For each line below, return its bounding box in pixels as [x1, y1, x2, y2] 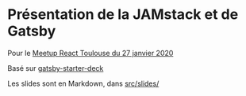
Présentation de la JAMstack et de [7, 6, 239, 24]
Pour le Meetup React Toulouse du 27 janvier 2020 [7, 48, 174, 57]
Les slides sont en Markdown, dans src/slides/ [7, 79, 160, 88]
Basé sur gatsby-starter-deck [7, 63, 104, 72]
